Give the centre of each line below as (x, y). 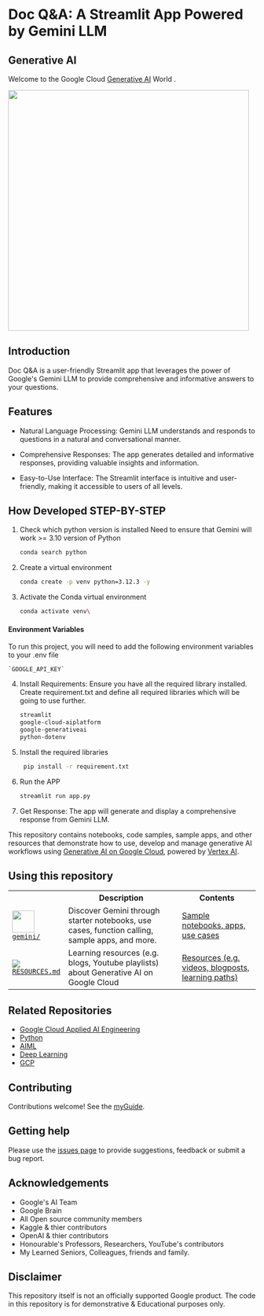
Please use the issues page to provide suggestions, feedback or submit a (127, 1150)
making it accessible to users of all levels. (115, 486)
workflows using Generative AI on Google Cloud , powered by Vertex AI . (124, 851)
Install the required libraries (64, 752)
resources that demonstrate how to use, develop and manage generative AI (130, 843)
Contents (217, 898)
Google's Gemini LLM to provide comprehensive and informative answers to (131, 378)
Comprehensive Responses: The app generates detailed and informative (137, 454)
